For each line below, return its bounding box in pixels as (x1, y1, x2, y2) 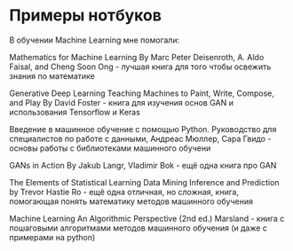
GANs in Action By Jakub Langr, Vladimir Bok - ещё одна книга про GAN (9, 160, 277, 170)
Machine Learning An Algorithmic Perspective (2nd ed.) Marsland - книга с (9, 213, 285, 224)
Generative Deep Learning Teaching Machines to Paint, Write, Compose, (9, 88, 275, 98)
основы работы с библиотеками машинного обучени (9, 143, 211, 153)
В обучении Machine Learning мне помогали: (9, 35, 180, 45)
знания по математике (9, 70, 95, 81)
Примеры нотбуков (9, 5, 162, 26)
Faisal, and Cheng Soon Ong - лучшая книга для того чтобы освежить (9, 61, 272, 72)
